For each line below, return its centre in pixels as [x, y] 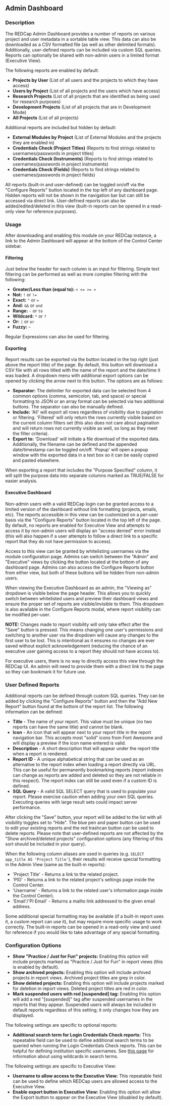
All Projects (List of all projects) [46, 118]
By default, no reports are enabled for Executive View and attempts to [78, 525]
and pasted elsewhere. [36, 460]
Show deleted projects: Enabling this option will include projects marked [88, 983]
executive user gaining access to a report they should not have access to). [83, 651]
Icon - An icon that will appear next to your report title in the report [82, 732]
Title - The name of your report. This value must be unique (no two [82, 721]
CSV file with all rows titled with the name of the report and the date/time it [83, 370]
